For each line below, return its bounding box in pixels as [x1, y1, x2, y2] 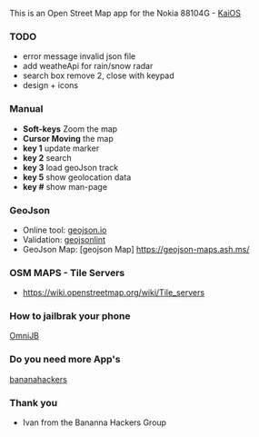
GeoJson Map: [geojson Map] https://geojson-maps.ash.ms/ [22, 243, 250, 254]
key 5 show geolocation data [22, 172, 132, 183]
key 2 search [22, 152, 73, 163]
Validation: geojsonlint [22, 233, 106, 244]
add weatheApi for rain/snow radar [22, 61, 154, 72]
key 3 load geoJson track [22, 162, 119, 173]
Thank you [9, 396, 57, 409]
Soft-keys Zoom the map [22, 123, 118, 134]
